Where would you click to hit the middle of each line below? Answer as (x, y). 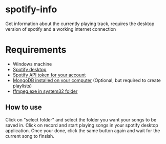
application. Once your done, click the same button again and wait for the (83, 130)
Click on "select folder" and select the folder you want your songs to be (81, 119)
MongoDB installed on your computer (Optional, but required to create (87, 80)
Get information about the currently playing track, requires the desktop (80, 24)
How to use (24, 107)
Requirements (36, 50)
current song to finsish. (30, 136)
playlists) (22, 86)
